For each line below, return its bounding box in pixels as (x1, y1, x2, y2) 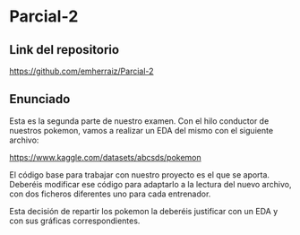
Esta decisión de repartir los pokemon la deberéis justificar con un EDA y (9, 205, 279, 216)
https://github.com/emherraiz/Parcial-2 (9, 65, 154, 76)
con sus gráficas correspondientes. (9, 215, 141, 226)
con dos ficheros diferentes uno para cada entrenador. (9, 188, 211, 199)
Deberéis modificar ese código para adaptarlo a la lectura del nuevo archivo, (9, 178, 292, 189)
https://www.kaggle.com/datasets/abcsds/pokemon (9, 152, 201, 162)
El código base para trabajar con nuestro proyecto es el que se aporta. (9, 169, 270, 180)
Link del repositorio (9, 42, 119, 57)
